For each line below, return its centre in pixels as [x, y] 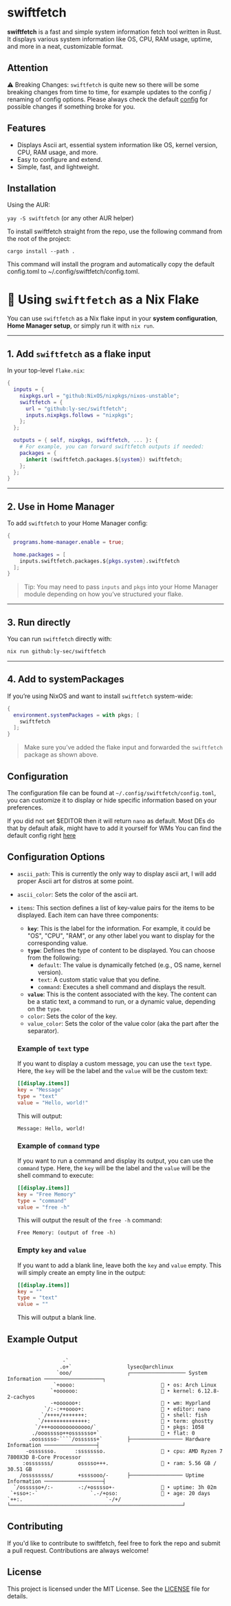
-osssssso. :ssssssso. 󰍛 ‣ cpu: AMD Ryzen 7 [124, 1451]
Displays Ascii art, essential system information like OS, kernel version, [117, 145]
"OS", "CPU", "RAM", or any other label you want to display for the [121, 936]
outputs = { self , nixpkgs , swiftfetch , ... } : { [86, 441]
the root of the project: [39, 239]
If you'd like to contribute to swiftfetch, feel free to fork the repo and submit [114, 1543]
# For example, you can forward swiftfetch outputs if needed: [112, 447]
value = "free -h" [43, 1207]
